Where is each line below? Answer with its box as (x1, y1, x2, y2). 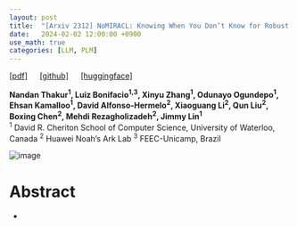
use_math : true (9, 37, 66, 47)
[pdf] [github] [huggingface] (9, 70, 133, 81)
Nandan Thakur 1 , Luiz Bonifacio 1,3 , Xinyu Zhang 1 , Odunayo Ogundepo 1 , (9, 88, 279, 100)
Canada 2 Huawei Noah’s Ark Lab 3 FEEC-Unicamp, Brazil (9, 131, 221, 143)
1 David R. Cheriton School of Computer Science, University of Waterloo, (9, 121, 276, 133)
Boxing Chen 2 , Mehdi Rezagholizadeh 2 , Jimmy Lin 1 (9, 109, 202, 122)
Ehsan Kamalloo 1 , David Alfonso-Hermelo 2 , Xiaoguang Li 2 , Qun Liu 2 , (9, 99, 269, 111)
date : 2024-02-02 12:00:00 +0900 (9, 29, 142, 38)
